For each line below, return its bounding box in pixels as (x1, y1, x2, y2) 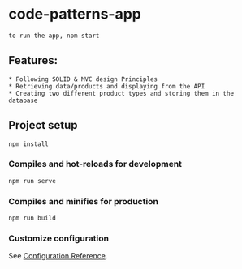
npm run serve (8, 177, 57, 185)
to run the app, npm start (8, 32, 100, 40)
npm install (8, 139, 49, 148)
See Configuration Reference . (8, 251, 108, 261)
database (8, 96, 38, 105)
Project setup (8, 118, 79, 132)
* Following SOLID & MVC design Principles (8, 75, 158, 83)
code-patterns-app (8, 5, 142, 23)
